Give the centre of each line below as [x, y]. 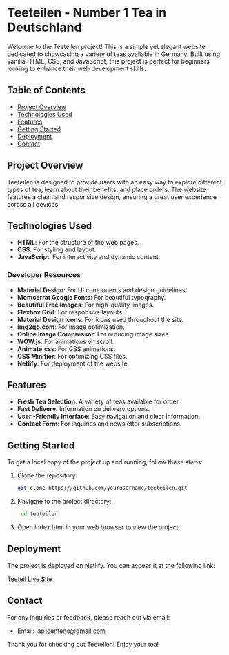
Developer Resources [44, 275]
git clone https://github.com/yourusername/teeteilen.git [102, 488]
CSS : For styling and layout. [57, 249]
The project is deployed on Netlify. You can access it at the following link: [111, 565]
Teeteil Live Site [30, 579]
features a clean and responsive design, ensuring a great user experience [112, 197]
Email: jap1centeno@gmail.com [61, 631]
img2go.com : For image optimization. [71, 327]
